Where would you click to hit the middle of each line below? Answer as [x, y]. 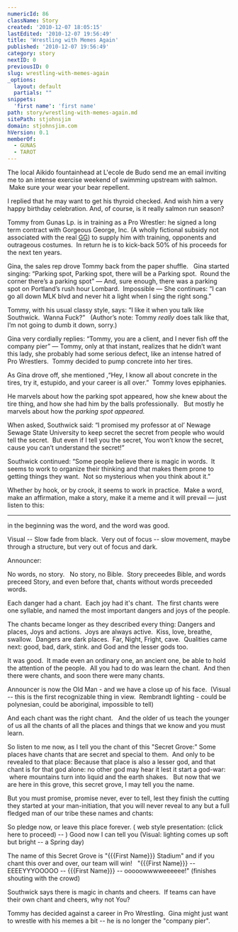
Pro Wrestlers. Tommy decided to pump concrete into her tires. [100, 361]
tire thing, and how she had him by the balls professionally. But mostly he [116, 404]
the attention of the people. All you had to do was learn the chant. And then [119, 668]
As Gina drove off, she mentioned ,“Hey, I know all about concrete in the [112, 375]
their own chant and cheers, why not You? [69, 899]
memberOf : [22, 139]
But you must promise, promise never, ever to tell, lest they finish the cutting [118, 798]
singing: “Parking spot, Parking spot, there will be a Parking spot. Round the [119, 274]
